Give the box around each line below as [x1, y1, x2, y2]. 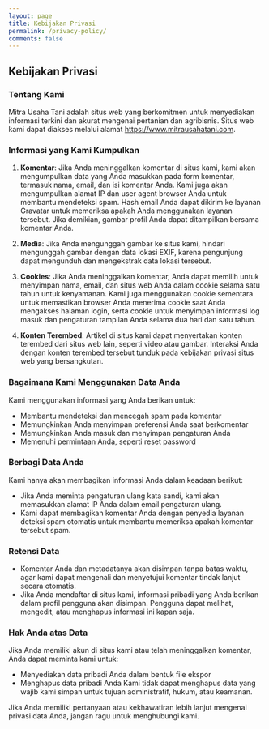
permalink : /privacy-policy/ [8, 27, 107, 35]
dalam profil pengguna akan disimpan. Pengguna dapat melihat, [19, 599, 233, 608]
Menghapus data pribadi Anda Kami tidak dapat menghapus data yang [19, 678, 257, 688]
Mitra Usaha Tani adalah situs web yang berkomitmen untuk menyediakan [8, 107, 255, 117]
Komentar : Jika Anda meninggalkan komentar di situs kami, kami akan [19, 163, 256, 173]
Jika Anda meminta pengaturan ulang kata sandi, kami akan [19, 491, 220, 501]
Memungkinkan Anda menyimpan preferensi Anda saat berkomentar [19, 419, 249, 429]
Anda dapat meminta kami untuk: [8, 654, 119, 664]
